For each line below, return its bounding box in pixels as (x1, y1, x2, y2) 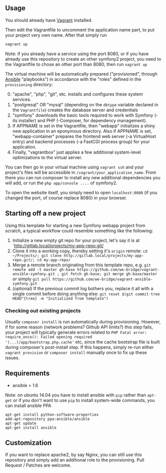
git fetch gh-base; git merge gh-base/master (61, 271, 158, 276)
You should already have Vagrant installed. (5, 17, 93, 23)
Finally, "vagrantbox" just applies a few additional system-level (12, 149, 141, 155)
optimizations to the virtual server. (12, 154, 83, 160)
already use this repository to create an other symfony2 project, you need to (5, 56, 162, 62)
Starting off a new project (5, 209, 86, 218)
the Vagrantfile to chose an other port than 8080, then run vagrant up (5, 61, 148, 67)
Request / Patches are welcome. (5, 462, 72, 469)
